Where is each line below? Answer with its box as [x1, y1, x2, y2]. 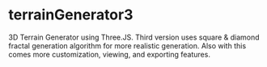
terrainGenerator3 [8, 6, 133, 24]
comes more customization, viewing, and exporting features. [8, 49, 210, 59]
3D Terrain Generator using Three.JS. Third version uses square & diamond [8, 32, 261, 42]
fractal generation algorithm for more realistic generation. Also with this [8, 40, 247, 50]
